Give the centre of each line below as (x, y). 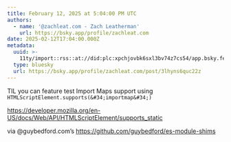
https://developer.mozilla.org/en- (54, 110)
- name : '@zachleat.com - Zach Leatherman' (76, 26)
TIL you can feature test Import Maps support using (80, 91)
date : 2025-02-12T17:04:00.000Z (53, 39)
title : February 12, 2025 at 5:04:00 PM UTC (72, 13)
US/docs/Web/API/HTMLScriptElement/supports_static (85, 117)
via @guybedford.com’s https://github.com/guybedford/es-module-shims (111, 131)
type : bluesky (33, 65)
